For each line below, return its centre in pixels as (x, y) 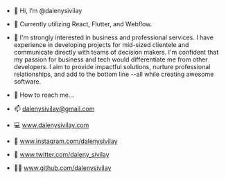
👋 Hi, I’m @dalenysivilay (48, 11)
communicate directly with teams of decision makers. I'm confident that (116, 52)
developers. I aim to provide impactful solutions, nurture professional (112, 67)
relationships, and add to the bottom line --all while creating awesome (114, 74)
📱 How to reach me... (44, 95)
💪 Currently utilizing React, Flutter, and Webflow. (83, 24)
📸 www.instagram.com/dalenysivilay (66, 141)
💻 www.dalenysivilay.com (51, 125)
